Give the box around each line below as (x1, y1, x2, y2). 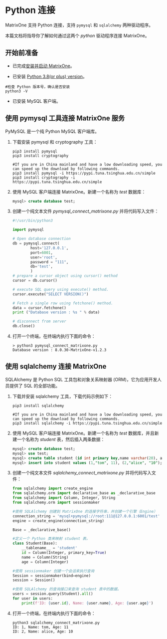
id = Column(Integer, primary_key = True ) (21, 550, 107, 555)
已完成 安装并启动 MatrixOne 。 (12, 63, 75, 69)
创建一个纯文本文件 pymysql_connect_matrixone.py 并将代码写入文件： (12, 208, 159, 214)
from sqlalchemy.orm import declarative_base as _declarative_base (12, 491, 156, 496)
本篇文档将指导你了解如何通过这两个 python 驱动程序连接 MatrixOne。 (5, 32, 150, 38)
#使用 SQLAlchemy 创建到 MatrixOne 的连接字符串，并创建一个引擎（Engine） (12, 509, 158, 514)
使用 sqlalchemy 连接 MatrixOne (5, 362, 107, 371)
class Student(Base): (12, 541, 57, 546)
